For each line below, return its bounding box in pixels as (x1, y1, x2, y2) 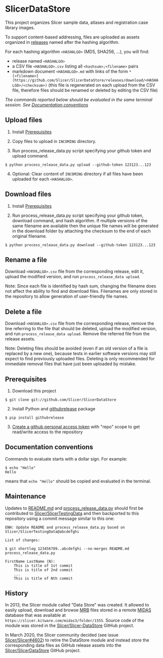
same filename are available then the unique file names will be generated (12, 223, 159, 229)
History (5, 589, 28, 598)
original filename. (12, 233, 47, 239)
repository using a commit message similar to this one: (5, 516, 115, 521)
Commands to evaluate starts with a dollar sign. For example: (5, 456, 127, 462)
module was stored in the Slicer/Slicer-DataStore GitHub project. (5, 622, 135, 628)
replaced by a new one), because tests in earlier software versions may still (5, 351, 156, 356)
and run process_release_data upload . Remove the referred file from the (5, 331, 150, 337)
